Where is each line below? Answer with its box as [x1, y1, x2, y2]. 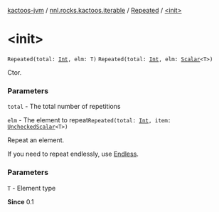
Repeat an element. [7, 136, 65, 144]
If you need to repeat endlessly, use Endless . [7, 149, 139, 159]
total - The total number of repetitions [7, 102, 121, 111]
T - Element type [7, 184, 56, 192]
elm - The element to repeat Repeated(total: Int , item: [7, 116, 171, 124]
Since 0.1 [7, 197, 34, 206]
